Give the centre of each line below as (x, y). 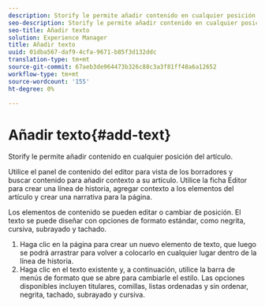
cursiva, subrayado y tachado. (58, 229)
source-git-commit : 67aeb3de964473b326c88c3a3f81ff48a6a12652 (112, 67)
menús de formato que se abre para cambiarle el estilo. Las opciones (132, 278)
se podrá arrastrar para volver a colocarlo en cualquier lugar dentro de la (138, 253)
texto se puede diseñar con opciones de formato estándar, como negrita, (127, 221)
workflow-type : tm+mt (44, 74)
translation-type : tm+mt (49, 60)
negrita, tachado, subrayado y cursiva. (82, 295)
